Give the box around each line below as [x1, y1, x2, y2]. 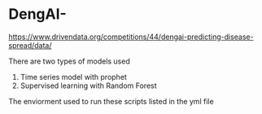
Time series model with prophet [20, 72, 128, 81]
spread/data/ [8, 40, 52, 50]
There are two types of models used [8, 56, 130, 66]
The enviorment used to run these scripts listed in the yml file [8, 96, 214, 106]
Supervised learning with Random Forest [20, 81, 157, 90]
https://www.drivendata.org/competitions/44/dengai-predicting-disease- [8, 32, 254, 42]
